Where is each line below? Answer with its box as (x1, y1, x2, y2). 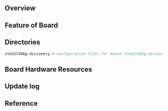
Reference (5, 99, 38, 107)
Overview (5, 4, 36, 12)
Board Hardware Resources (5, 65, 92, 73)
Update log (5, 82, 40, 90)
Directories (5, 38, 41, 46)
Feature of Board (5, 21, 58, 29)
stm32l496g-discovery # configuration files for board (5, 51, 122, 56)
